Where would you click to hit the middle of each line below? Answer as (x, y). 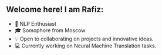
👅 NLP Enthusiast (36, 23)
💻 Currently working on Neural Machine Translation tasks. (85, 46)
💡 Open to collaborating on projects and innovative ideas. (84, 39)
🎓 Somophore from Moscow (50, 30)
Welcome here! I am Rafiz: (55, 10)
